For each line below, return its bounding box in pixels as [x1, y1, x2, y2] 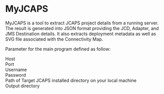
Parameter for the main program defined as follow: [5, 46, 111, 52]
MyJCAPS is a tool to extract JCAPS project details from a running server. [5, 20, 159, 26]
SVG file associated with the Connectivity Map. [5, 36, 103, 42]
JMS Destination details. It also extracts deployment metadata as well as [5, 30, 156, 37]
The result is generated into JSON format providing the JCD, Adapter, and [5, 25, 159, 31]
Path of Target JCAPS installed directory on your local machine [5, 77, 137, 83]
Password [5, 72, 26, 78]
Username [5, 67, 27, 73]
